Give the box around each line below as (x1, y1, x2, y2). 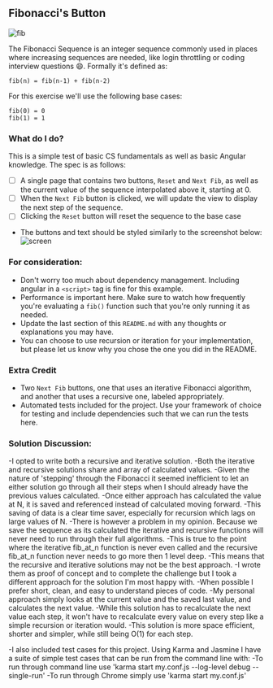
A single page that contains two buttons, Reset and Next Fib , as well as (19, 176, 258, 185)
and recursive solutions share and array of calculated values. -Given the (8, 465, 250, 475)
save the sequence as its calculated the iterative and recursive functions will (8, 525, 264, 535)
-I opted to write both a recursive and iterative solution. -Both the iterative (8, 456, 255, 466)
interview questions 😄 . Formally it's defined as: (8, 61, 168, 71)
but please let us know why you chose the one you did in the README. (19, 344, 258, 354)
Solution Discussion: (8, 438, 92, 449)
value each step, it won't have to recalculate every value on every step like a (8, 612, 264, 621)
